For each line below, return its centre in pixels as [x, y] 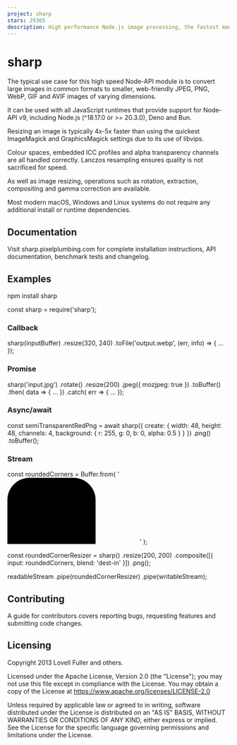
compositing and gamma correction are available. [79, 189]
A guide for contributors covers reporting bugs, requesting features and [112, 616]
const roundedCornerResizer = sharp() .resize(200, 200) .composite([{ [110, 556]
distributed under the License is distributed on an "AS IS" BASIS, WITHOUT [116, 712]
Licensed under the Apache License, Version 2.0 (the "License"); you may [115, 676]
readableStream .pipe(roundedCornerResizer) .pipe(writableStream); [107, 577]
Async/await [30, 410]
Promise [22, 369]
